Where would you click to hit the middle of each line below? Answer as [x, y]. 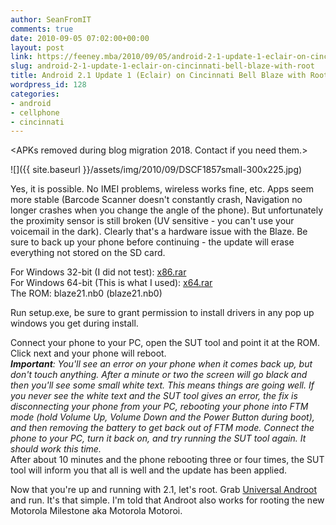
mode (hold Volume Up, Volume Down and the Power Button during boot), [162, 417]
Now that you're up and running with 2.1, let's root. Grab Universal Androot [164, 490]
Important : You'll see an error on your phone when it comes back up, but [161, 364]
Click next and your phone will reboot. [88, 353]
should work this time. [56, 449]
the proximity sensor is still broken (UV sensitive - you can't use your [152, 221]
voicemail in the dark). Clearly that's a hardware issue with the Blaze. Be [159, 232]
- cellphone [35, 112]
